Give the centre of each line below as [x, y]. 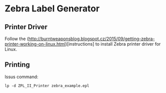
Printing [17, 65]
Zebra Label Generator [52, 9]
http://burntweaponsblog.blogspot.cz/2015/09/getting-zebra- [92, 39]
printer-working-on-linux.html [35, 44]
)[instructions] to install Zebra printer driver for [113, 44]
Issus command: [21, 77]
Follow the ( [17, 39]
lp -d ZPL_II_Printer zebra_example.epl [47, 86]
